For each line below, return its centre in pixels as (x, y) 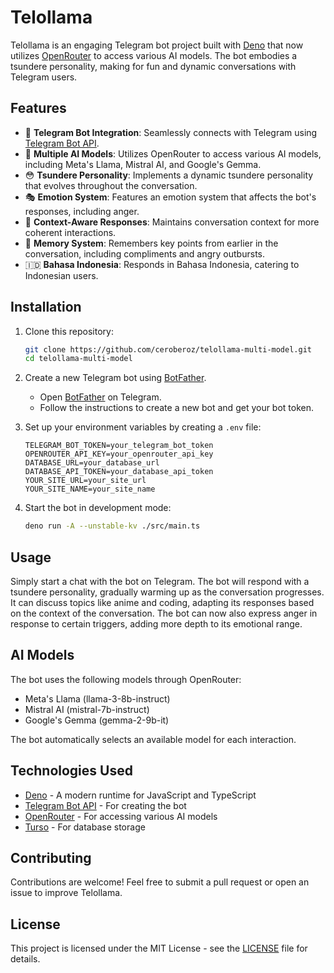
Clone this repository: (69, 331)
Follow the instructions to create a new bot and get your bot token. (177, 408)
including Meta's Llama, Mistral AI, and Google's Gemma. (143, 164)
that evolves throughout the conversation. (111, 185)
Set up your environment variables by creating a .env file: (143, 427)
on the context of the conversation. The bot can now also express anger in (164, 613)
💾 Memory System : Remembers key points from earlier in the (151, 243)
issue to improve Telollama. (66, 893)
